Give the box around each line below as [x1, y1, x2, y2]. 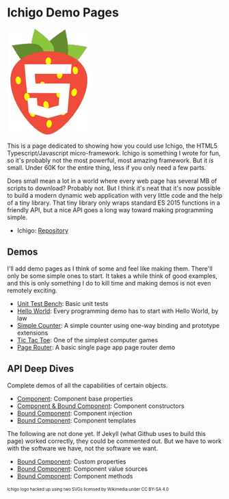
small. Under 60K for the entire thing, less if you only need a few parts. [7, 163, 206, 172]
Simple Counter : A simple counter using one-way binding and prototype [16, 321, 220, 329]
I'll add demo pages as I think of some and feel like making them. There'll [7, 264, 213, 272]
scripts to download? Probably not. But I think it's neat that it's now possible [7, 183, 221, 192]
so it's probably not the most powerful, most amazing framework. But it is [7, 156, 214, 164]
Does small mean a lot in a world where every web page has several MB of [7, 177, 217, 185]
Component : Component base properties [16, 394, 133, 402]
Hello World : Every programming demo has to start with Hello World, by [16, 307, 219, 315]
